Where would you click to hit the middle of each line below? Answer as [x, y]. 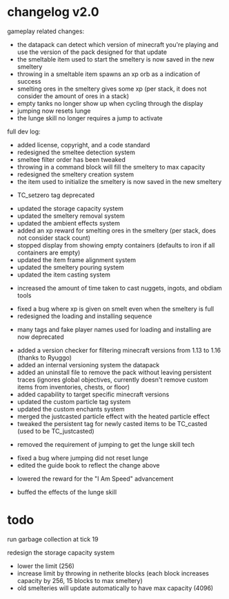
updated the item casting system [64, 275]
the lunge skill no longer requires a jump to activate [90, 118]
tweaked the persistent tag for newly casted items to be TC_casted [112, 423]
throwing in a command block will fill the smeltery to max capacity [111, 167]
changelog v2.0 [53, 12]
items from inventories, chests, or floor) [73, 387]
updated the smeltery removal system [71, 216]
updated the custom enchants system [71, 409]
